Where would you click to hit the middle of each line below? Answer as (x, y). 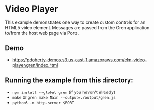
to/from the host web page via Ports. (42, 33)
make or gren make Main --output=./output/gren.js (64, 97)
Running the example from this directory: (69, 81)
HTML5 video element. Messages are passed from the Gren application (77, 27)
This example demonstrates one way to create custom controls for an (75, 22)
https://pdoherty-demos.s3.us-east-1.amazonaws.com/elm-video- (79, 60)
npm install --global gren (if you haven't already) (64, 92)
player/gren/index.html (35, 65)
